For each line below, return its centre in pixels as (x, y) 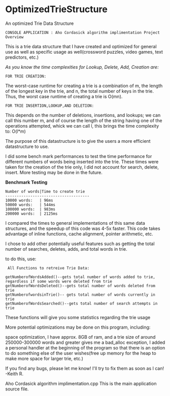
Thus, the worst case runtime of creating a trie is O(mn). (64, 96)
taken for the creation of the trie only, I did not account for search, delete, (82, 167)
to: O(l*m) (16, 131)
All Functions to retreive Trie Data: (48, 268)
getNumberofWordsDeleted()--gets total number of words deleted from (80, 286)
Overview (14, 37)
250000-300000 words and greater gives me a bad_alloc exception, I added (85, 342)
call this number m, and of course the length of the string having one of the (84, 121)
